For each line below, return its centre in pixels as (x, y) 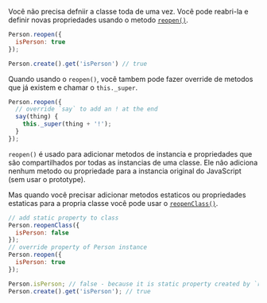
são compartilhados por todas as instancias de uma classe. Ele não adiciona (133, 162)
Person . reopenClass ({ (44, 225)
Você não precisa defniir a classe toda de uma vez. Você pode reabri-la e (128, 12)
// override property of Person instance (78, 247)
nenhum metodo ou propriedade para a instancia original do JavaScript (125, 171)
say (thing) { (37, 117)
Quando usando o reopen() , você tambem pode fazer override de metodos (131, 79)
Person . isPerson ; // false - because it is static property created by (129, 284)
